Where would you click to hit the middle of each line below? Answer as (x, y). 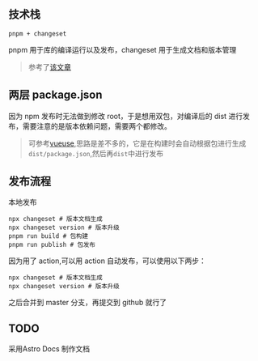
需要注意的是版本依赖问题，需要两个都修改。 (97, 126)
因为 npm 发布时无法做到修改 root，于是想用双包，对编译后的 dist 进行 (126, 116)
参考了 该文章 (49, 66)
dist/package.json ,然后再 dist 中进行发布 (96, 153)
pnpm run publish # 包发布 (52, 245)
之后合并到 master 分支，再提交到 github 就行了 (88, 303)
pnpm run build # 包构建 (49, 236)
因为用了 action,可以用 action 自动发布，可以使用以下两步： (107, 261)
